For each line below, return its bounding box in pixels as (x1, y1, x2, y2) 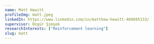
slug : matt (5, 31, 28, 36)
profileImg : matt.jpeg (5, 12, 53, 17)
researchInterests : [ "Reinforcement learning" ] (5, 26, 108, 31)
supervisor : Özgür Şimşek (5, 21, 60, 27)
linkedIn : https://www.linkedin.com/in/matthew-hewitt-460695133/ (5, 17, 149, 22)
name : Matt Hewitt (5, 7, 44, 13)
